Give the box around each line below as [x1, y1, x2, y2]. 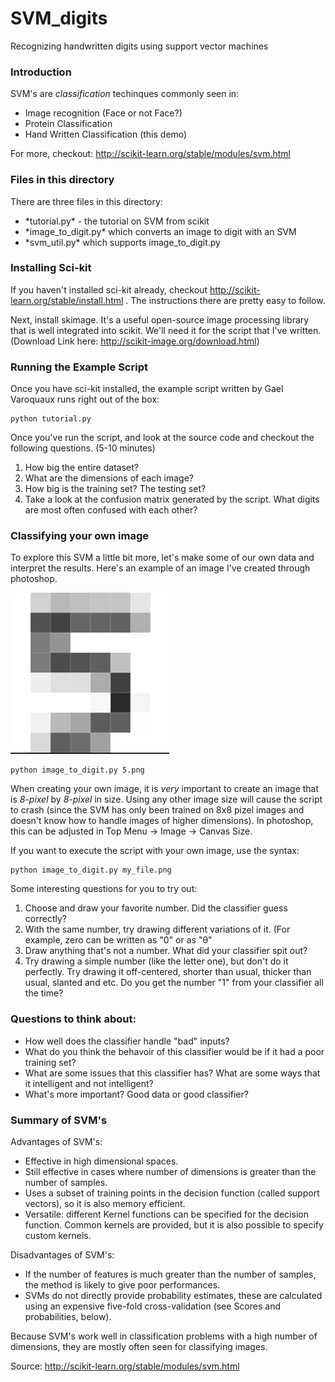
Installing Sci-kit [10, 261, 92, 275]
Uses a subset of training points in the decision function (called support [24, 1187, 320, 1199]
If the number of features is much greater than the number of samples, [24, 1268, 317, 1281]
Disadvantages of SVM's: [10, 1249, 115, 1261]
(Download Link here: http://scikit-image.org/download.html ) [10, 335, 260, 347]
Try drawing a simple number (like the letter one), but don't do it [24, 955, 289, 967]
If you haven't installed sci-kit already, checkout [10, 283, 208, 296]
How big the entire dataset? [24, 462, 139, 474]
